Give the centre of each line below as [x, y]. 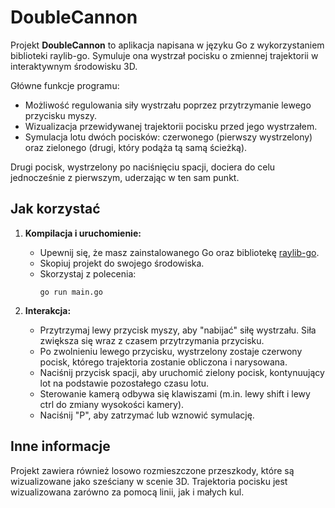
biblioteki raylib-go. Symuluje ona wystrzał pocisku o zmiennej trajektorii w [164, 55]
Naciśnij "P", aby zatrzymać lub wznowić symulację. [147, 415]
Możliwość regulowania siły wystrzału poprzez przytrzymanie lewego [168, 105]
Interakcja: [48, 310]
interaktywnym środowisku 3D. [74, 66]
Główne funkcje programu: [65, 85]
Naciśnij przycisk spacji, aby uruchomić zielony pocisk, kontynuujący [182, 372]
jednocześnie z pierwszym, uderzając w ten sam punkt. [125, 177]
